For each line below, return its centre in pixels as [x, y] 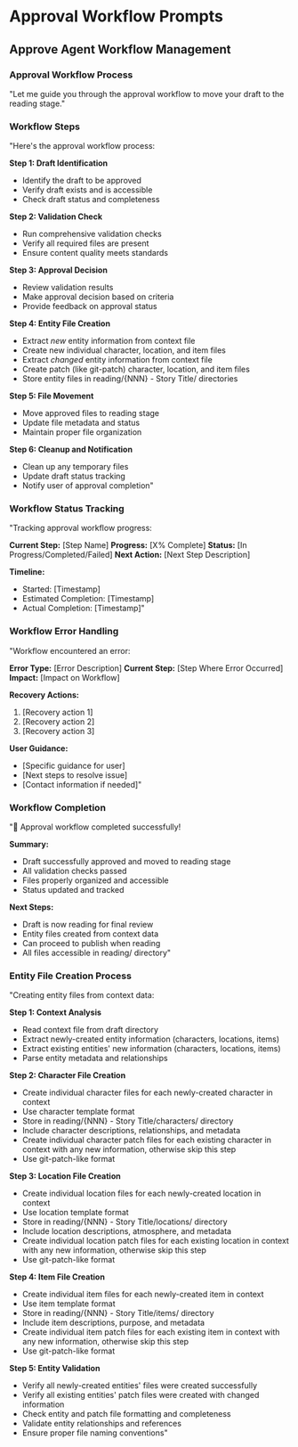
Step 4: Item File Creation [57, 1277]
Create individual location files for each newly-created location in [141, 1194]
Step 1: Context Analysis [56, 1012]
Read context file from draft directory [90, 1030]
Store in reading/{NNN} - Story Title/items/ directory [118, 1313]
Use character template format [78, 1112]
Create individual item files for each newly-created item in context [143, 1295]
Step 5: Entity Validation [55, 1369]
